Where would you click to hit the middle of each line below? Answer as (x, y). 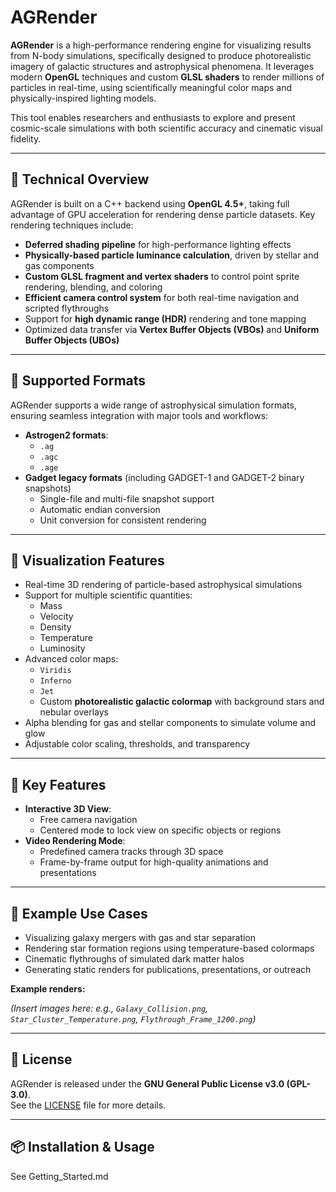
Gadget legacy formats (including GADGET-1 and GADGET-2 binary (164, 477)
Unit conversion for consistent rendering (123, 520)
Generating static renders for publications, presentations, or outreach (168, 969)
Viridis (55, 671)
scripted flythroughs (67, 308)
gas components (59, 265)
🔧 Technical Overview (80, 179)
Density (55, 627)
